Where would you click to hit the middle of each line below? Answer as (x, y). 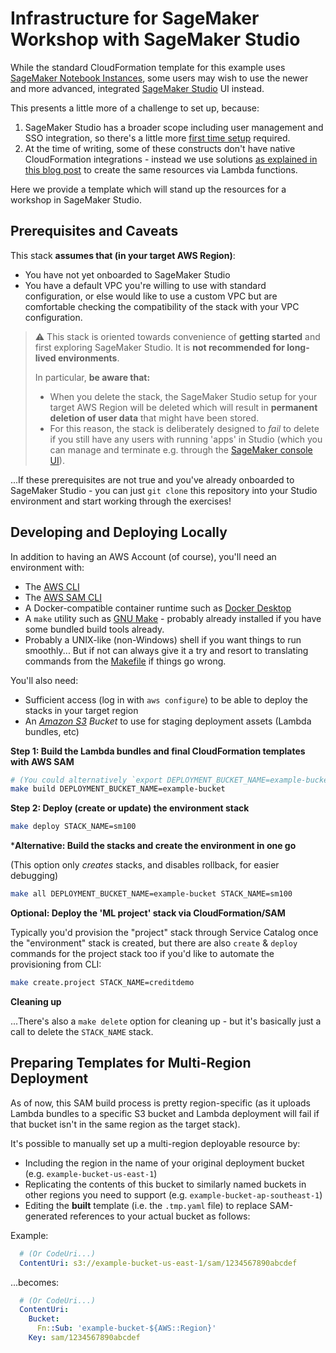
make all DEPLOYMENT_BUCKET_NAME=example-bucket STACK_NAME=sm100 (151, 894)
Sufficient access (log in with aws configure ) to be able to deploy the (166, 699)
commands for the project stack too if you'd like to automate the (142, 954)
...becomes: (35, 1282)
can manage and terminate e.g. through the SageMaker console (181, 449)
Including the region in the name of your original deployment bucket (164, 1163)
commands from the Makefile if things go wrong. (125, 661)
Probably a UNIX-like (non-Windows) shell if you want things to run (163, 639)
